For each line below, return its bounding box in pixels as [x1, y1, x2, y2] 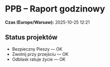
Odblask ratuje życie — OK [12, 56, 66, 62]
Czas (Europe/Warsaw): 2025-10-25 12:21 [5, 19, 90, 25]
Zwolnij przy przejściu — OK [12, 51, 69, 57]
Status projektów [5, 33, 58, 41]
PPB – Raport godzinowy [5, 3, 105, 14]
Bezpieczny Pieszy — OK [12, 46, 63, 52]
